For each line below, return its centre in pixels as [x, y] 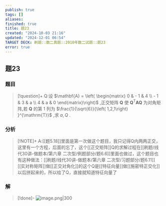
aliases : [14, 19]
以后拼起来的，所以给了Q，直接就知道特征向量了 [67, 172]
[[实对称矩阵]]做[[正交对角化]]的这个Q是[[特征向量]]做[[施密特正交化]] [89, 166]
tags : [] [14, 15]
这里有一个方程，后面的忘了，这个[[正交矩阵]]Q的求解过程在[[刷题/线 [88, 147]
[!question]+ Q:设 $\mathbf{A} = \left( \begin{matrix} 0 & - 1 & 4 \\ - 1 [88, 96]
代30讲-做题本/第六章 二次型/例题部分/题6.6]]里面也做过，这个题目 [86, 154]
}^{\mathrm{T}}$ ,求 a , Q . [44, 115]
